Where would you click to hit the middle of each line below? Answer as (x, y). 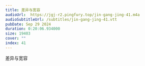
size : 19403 (18, 34)
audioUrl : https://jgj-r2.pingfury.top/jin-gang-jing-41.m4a (72, 15)
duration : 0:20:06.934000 (33, 29)
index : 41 (16, 43)
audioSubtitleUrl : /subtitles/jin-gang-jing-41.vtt (61, 19)
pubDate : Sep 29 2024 (28, 24)
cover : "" (16, 39)
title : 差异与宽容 (23, 10)
